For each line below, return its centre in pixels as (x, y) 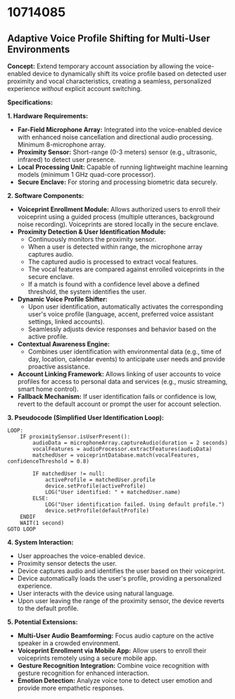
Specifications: (30, 102)
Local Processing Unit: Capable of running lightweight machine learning (123, 167)
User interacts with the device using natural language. (96, 593)
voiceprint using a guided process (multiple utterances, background (116, 217)
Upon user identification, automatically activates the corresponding (126, 307)
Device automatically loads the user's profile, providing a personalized (119, 578)
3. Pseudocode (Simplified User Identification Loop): (85, 417)
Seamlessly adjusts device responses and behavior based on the (122, 329)
